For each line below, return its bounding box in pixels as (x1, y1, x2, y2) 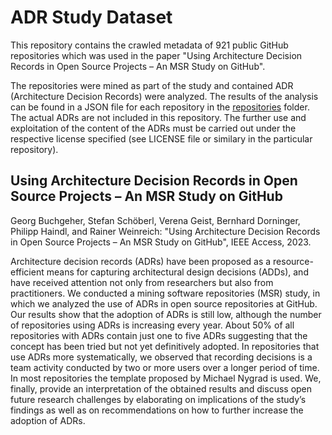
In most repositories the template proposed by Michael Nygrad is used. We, (10, 372, 322, 384)
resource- (273, 255, 314, 267)
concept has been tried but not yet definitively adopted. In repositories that (10, 340, 320, 352)
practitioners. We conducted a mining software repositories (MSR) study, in (10, 287, 321, 299)
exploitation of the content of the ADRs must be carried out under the (10, 122, 297, 134)
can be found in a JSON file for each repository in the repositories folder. (10, 101, 310, 113)
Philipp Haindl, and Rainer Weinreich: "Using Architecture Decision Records (10, 225, 321, 237)
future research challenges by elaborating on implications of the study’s (10, 393, 307, 405)
